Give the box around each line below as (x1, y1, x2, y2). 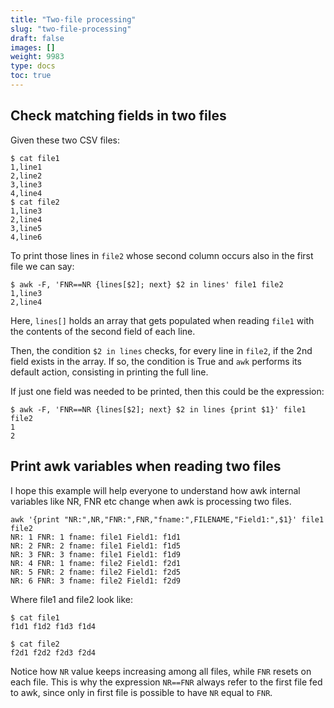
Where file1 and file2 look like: (10, 593, 134, 605)
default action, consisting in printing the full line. (10, 366, 209, 378)
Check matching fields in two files (10, 107, 227, 125)
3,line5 (10, 223, 43, 233)
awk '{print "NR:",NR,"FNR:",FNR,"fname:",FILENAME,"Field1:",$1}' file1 (10, 514, 325, 525)
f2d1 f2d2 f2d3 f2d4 (10, 647, 97, 658)
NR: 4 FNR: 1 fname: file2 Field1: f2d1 (10, 558, 182, 568)
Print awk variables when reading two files (10, 458, 282, 475)
